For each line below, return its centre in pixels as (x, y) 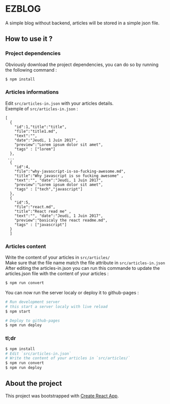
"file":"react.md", (35, 207)
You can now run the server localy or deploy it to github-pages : (72, 292)
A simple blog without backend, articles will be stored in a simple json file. (82, 23)
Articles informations (32, 92)
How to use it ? (29, 39)
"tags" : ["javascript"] (41, 225)
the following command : (31, 70)
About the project (34, 383)
